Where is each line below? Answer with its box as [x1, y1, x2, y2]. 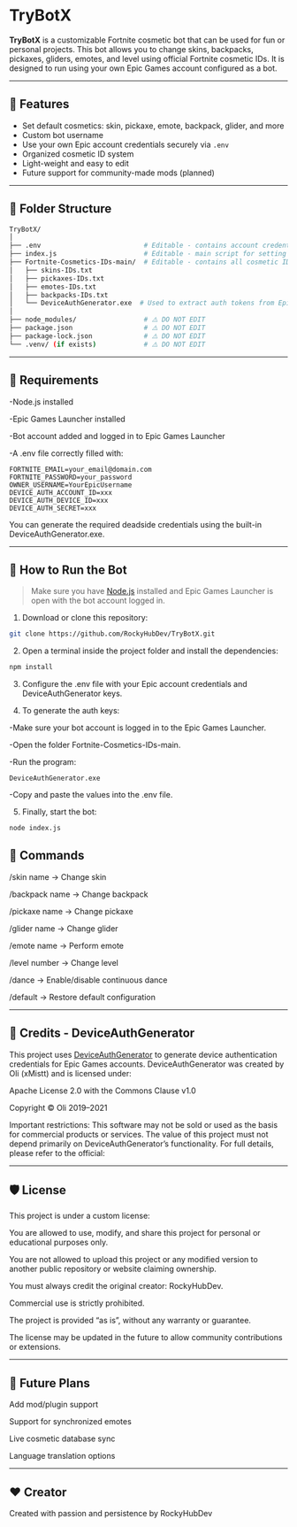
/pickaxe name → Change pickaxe [9, 906, 134, 916]
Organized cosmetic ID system [21, 148, 134, 159]
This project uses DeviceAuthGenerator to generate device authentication [9, 1049, 278, 1060]
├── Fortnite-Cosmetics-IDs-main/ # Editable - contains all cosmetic [9, 258, 278, 266]
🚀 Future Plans [9, 1376, 91, 1391]
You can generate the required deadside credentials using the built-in [9, 519, 263, 529]
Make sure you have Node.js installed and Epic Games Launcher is [30, 586, 274, 597]
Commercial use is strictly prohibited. [9, 1298, 145, 1308]
